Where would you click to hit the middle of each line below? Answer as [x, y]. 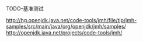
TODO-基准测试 [25, 8]
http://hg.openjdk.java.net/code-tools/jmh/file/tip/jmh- [71, 20]
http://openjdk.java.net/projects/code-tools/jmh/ [64, 33]
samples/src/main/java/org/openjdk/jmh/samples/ [66, 26]
